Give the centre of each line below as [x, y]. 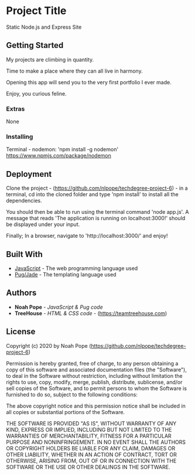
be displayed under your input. [43, 224]
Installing [20, 136]
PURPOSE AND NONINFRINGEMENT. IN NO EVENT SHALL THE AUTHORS [96, 442]
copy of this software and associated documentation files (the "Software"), [97, 370]
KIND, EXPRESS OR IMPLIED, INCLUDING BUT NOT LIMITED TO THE [89, 429]
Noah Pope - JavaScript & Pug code [59, 307]
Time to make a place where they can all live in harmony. [74, 71]
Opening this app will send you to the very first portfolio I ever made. [89, 82]
